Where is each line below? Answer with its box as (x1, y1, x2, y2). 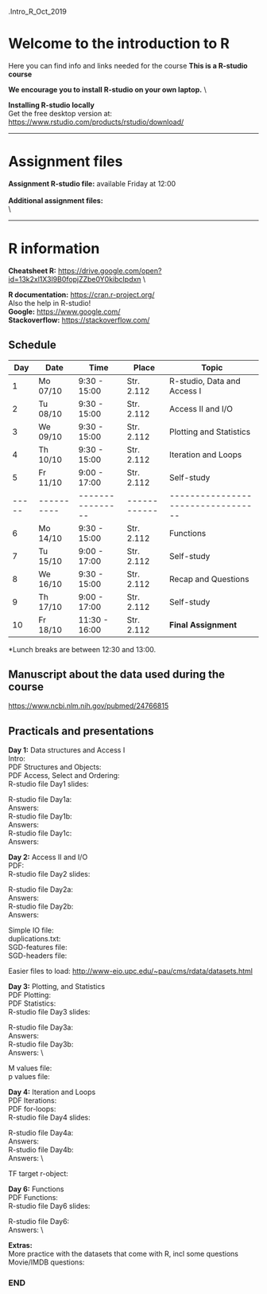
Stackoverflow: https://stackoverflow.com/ (8, 315, 150, 325)
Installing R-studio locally (8, 100, 95, 110)
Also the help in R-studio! (8, 298, 91, 307)
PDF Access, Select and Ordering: (8, 771, 120, 780)
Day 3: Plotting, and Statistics (8, 982, 106, 991)
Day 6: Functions (8, 1184, 64, 1194)
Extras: (8, 1241, 33, 1250)
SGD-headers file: (8, 951, 68, 960)
